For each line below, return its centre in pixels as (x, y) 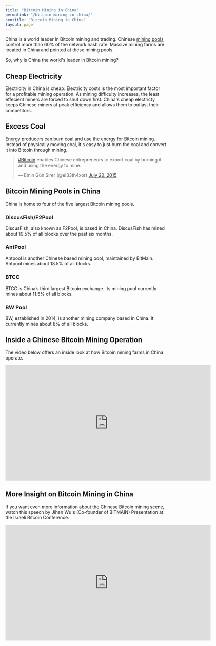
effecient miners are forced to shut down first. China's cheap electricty (80, 100)
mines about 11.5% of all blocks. (39, 294)
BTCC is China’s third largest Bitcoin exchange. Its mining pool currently (81, 288)
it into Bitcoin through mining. (36, 150)
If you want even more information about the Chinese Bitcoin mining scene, (85, 507)
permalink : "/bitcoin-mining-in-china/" (49, 15)
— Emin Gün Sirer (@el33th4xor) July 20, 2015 (67, 175)
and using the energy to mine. (50, 165)
